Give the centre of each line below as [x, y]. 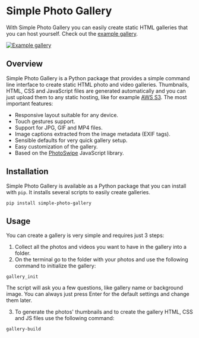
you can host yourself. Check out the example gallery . [72, 33]
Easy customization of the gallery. [56, 146]
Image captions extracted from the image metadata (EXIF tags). [92, 134]
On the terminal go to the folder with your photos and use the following [101, 260]
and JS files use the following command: [64, 318]
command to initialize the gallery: [55, 266]
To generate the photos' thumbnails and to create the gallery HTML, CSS [104, 312]
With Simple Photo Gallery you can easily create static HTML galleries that [97, 27]
